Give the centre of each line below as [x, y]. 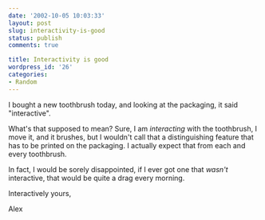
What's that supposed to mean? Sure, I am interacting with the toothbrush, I [133, 128]
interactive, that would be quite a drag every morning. [97, 178]
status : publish [35, 38]
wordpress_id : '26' [41, 67]
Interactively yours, [40, 193]
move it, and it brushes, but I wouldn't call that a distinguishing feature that [131, 137]
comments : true [34, 45]
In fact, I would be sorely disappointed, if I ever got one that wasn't [119, 169]
